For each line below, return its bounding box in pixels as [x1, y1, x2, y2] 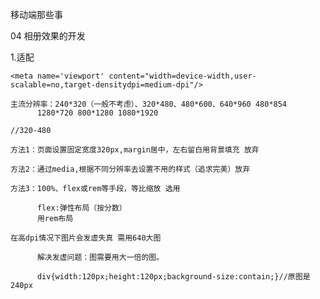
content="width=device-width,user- [108, 71, 257, 81]
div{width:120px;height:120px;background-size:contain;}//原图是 [36, 272, 311, 282]
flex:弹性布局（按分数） [36, 203, 127, 213]
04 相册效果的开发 [10, 30, 86, 42]
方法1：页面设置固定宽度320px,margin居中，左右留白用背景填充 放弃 [10, 145, 260, 155]
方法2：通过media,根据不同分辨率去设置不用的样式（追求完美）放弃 [10, 164, 251, 174]
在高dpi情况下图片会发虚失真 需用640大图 [10, 233, 162, 243]
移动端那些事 [10, 9, 63, 20]
